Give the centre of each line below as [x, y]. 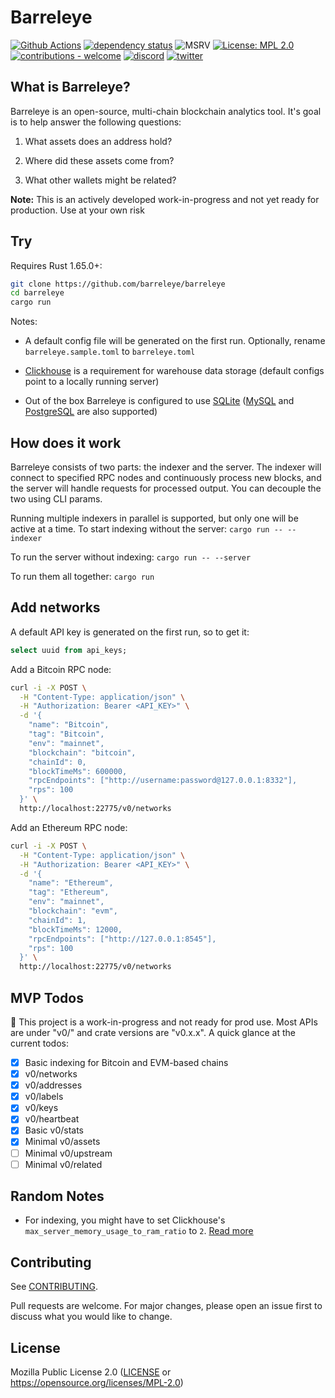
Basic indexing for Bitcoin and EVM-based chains [126, 1062]
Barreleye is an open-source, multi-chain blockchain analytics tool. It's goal [166, 111]
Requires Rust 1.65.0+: [56, 265]
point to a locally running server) [92, 382]
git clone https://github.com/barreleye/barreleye [118, 284]
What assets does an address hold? [98, 141]
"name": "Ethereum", [71, 883]
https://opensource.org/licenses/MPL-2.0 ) [97, 1383]
